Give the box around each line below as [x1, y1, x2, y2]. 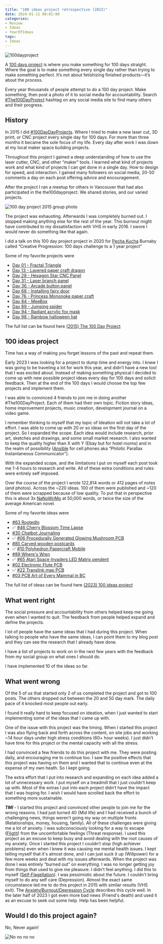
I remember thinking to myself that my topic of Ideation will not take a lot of [5, 420, 156, 426]
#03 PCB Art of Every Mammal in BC [12, 572, 86, 579]
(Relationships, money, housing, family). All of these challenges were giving [5, 820, 157, 826]
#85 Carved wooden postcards [12, 541, 75, 547]
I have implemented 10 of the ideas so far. [5, 663, 89, 669]
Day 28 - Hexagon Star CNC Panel [12, 272, 82, 278]
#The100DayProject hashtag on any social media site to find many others [5, 97, 152, 103]
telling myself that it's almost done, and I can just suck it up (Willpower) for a [5, 851, 159, 856]
